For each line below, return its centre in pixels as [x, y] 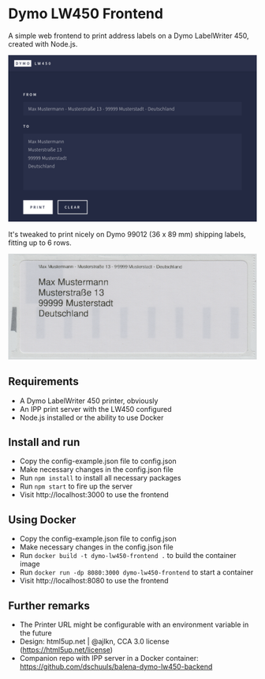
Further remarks [49, 605]
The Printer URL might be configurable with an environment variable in [134, 624]
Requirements [43, 381]
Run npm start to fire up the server [76, 486]
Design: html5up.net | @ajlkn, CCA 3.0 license [94, 642]
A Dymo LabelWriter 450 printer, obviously [89, 401]
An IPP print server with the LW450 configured [95, 409]
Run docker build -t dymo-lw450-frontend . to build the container [128, 556]
